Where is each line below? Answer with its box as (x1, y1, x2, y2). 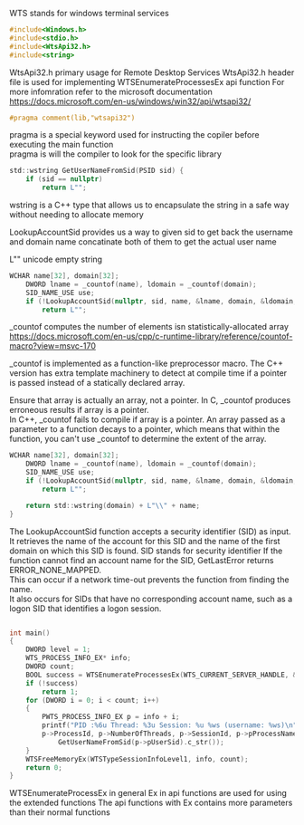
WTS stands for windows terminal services (9, 8, 169, 18)
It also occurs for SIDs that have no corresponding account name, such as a (9, 593, 292, 604)
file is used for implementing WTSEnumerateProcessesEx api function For (9, 76, 285, 87)
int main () (9, 628, 51, 638)
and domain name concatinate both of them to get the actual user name (9, 236, 278, 247)
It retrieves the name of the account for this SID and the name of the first (9, 535, 280, 546)
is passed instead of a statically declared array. (9, 378, 185, 389)
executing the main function (9, 139, 114, 150)
